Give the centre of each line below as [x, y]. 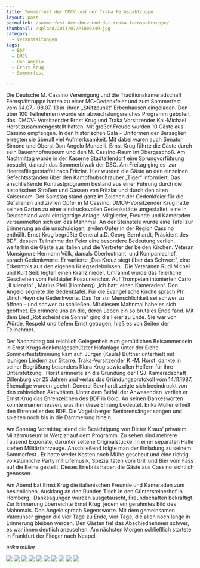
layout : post [22, 17]
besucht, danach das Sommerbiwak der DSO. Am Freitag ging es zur [92, 165]
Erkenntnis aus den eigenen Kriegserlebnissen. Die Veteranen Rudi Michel [98, 266]
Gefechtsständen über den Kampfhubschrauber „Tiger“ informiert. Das [93, 177]
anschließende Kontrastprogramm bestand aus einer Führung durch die [94, 184]
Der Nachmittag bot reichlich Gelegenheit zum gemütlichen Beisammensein [99, 342]
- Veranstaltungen [35, 39]
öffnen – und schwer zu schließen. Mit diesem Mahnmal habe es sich [91, 305]
